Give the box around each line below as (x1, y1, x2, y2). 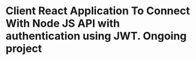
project (5, 42, 43, 56)
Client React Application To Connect (5, 4, 190, 18)
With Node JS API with (5, 17, 120, 30)
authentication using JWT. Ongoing (5, 30, 187, 43)
